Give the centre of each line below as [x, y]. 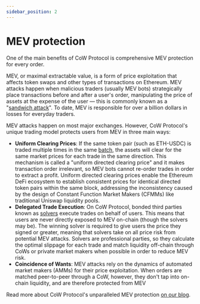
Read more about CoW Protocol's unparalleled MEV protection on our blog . [99, 294]
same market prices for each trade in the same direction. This [91, 156]
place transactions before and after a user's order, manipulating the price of [99, 95]
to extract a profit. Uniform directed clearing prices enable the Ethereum [104, 175]
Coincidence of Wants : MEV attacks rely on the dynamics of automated [103, 264]
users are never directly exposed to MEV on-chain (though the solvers [101, 219]
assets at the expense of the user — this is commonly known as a [87, 101]
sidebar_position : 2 [32, 12]
